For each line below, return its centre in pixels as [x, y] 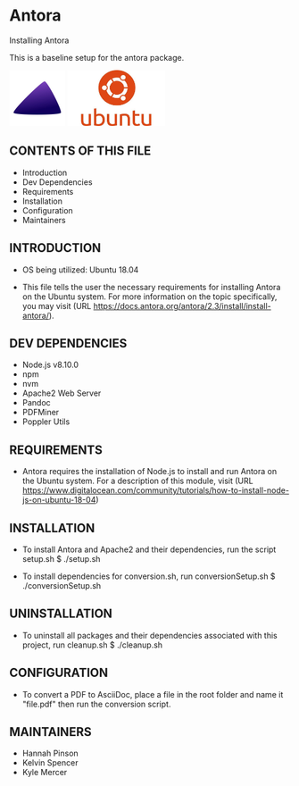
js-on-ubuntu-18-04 [59, 500]
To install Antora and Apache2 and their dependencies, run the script [149, 549]
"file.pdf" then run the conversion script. [96, 704]
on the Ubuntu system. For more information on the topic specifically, [149, 297]
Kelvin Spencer [50, 763]
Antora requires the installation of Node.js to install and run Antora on [149, 472]
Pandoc [36, 403]
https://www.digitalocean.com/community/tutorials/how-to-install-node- [156, 490]
